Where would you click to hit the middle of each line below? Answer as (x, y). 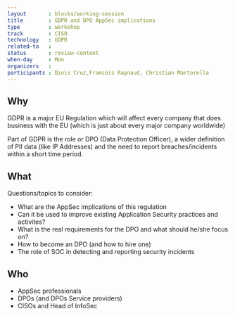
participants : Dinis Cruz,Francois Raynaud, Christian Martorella (108, 72)
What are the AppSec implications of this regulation (92, 207)
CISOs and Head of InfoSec (57, 305)
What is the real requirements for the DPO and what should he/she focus (123, 229)
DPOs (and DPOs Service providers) (70, 298)
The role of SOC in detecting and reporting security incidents (106, 252)
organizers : (30, 66)
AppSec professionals (50, 291)
